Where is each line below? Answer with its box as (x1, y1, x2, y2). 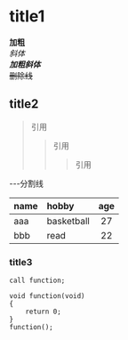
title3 (9, 255, 33, 268)
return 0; (25, 307, 62, 317)
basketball (46, 215, 91, 227)
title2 (9, 96, 39, 112)
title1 (9, 6, 45, 27)
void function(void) (9, 292, 86, 301)
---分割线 (9, 178, 44, 189)
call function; (9, 276, 66, 286)
